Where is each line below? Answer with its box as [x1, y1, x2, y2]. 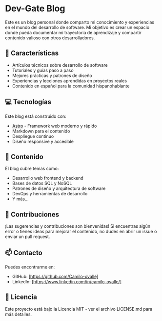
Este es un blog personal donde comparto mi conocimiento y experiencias [5, 19, 155, 25]
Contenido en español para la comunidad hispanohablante [12, 83, 130, 89]
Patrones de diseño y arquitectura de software [12, 186, 106, 191]
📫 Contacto [5, 248, 42, 257]
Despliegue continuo [12, 133, 54, 139]
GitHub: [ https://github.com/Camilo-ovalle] [12, 273, 99, 279]
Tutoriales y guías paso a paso [12, 67, 74, 73]
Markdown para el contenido [12, 128, 70, 134]
